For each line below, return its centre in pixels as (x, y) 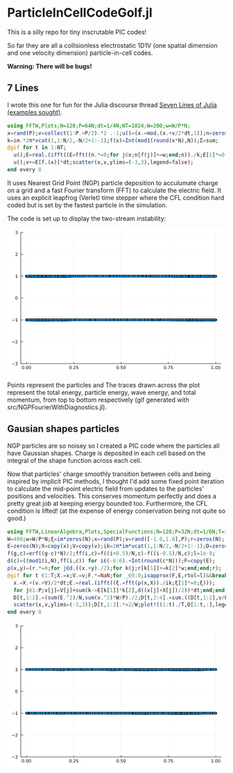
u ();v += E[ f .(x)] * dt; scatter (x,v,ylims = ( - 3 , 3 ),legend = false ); (104, 162)
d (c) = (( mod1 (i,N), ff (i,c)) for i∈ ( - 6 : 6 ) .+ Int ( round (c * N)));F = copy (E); (111, 561)
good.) (17, 518)
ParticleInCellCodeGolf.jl (80, 13)
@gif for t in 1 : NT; (37, 148)
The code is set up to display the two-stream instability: (87, 218)
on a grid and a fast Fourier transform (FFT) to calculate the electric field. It (114, 190)
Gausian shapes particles (63, 429)
